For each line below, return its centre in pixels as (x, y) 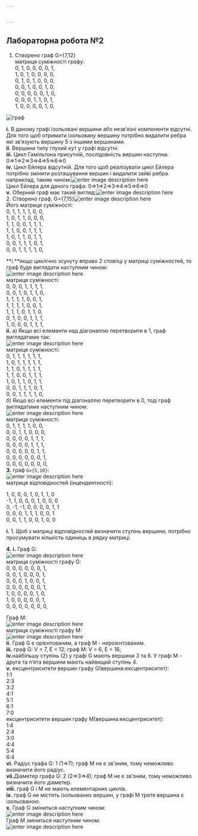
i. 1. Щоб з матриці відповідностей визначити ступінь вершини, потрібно (98, 531)
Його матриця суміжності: (40, 205)
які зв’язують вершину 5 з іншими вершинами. (66, 141)
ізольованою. (23, 801)
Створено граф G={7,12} (45, 55)
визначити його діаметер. (39, 782)
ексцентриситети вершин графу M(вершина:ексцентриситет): (85, 719)
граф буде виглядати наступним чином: (57, 267)
